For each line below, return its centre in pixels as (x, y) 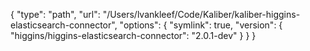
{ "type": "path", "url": (55, 14)
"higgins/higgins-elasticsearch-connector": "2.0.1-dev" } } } (133, 35)
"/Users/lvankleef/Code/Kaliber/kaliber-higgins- (201, 14)
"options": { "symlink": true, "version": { (201, 25)
